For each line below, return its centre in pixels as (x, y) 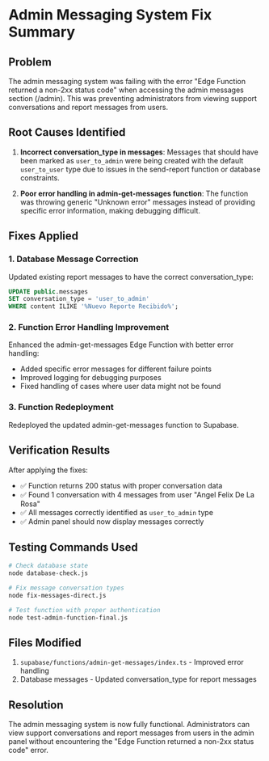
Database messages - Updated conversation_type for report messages (138, 679)
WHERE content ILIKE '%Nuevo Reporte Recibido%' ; (94, 307)
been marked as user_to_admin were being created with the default (132, 160)
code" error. (28, 750)
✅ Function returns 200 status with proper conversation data (121, 485)
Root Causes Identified (67, 132)
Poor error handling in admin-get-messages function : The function (134, 193)
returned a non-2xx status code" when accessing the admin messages (126, 90)
